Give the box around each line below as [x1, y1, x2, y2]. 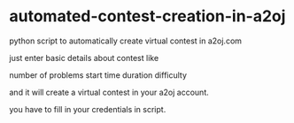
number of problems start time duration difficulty [9, 69, 188, 81]
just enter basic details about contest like [9, 52, 159, 63]
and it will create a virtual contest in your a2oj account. [9, 87, 210, 97]
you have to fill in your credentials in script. [9, 104, 166, 114]
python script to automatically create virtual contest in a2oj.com [9, 35, 242, 46]
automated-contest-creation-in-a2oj [9, 6, 286, 27]
